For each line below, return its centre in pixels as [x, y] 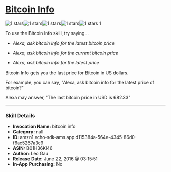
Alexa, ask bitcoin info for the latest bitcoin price [63, 43]
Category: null [28, 132]
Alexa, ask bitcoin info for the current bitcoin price [65, 53]
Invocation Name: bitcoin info [44, 127]
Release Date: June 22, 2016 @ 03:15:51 [55, 159]
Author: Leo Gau [30, 154]
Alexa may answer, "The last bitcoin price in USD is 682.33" [68, 97]
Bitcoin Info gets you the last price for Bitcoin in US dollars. [67, 73]
